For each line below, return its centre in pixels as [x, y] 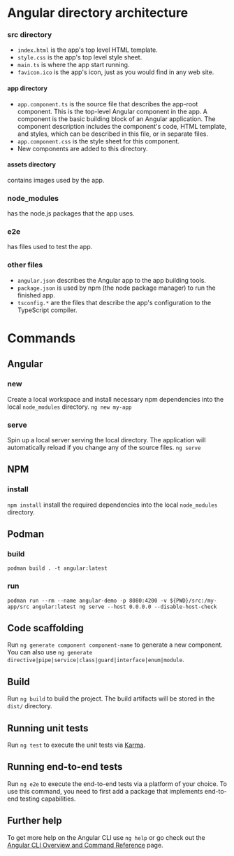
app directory [27, 88]
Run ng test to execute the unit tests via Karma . [76, 745]
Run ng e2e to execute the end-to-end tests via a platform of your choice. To [117, 784]
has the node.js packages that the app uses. [71, 213]
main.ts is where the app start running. [73, 65]
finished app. [36, 295]
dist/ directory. [30, 706]
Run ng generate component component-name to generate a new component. [115, 645]
